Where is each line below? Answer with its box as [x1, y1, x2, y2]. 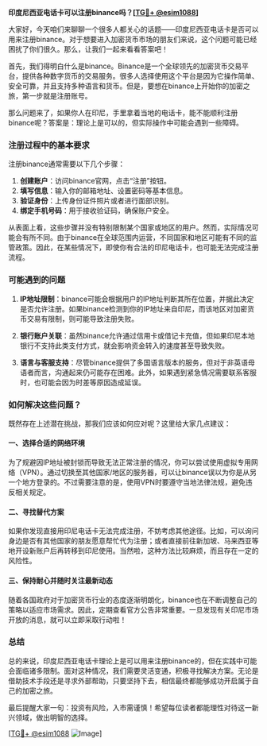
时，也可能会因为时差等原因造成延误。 [19, 377, 145, 387]
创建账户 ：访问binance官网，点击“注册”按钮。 [19, 176, 171, 186]
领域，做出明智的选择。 [14, 713, 92, 722]
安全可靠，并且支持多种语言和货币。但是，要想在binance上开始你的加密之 [8, 81, 250, 91]
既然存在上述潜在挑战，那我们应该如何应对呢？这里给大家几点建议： [8, 419, 231, 428]
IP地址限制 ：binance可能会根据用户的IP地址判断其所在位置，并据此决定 [19, 294, 254, 303]
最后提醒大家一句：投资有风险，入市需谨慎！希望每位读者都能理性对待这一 [8, 702, 252, 712]
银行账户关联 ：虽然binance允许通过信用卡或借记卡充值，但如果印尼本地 [19, 330, 256, 340]
